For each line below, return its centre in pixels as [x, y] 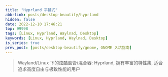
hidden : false [20, 19]
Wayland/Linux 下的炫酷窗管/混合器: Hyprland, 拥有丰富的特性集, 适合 [90, 63]
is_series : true [22, 43]
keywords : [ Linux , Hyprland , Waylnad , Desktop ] [57, 38]
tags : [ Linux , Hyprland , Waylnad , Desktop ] [52, 33]
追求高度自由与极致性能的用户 [49, 69]
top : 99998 [17, 29]
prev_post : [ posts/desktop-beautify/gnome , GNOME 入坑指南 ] [69, 48]
